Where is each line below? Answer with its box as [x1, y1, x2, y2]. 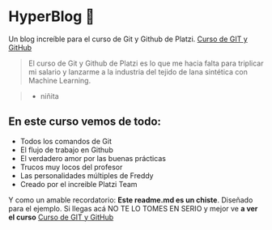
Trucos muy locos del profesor [19, 162, 123, 172]
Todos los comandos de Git [19, 136, 112, 146]
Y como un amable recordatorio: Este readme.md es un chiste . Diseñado [8, 194, 253, 205]
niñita [40, 91, 59, 100]
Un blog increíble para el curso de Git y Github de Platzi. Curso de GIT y [8, 34, 249, 44]
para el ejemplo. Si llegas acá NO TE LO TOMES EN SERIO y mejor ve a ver [8, 203, 258, 213]
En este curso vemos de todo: [8, 115, 162, 129]
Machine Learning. [28, 75, 91, 85]
